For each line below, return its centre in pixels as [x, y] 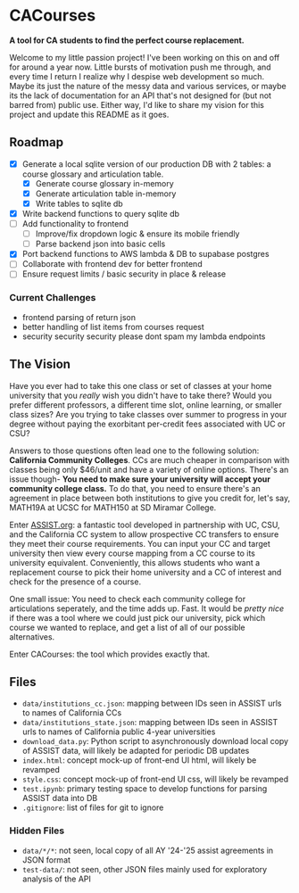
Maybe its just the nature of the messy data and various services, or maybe [148, 86]
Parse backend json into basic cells [100, 244]
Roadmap [37, 142]
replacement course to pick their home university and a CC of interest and [145, 572]
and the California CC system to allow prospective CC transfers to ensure [144, 534]
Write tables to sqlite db [79, 203]
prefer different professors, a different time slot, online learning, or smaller [146, 405]
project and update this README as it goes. [89, 114]
